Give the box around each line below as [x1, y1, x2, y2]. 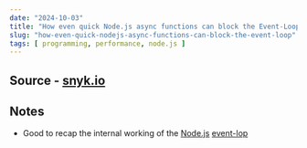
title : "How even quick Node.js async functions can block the [9, 22, 256, 31]
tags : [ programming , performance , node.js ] [9, 38, 185, 48]
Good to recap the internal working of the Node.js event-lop [22, 128, 249, 139]
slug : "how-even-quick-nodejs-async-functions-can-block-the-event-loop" [9, 30, 297, 39]
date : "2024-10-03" [9, 13, 84, 23]
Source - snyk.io [9, 72, 106, 88]
